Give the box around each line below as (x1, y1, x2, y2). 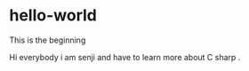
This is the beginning (9, 35, 86, 45)
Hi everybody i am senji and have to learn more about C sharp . (9, 51, 241, 62)
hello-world (9, 5, 98, 26)
